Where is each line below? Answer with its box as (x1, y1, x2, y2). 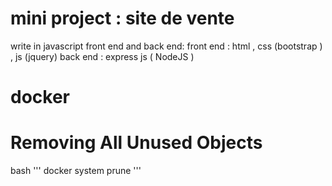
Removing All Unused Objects (10, 132, 263, 154)
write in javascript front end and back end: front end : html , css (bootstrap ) (10, 40, 323, 52)
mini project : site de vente (10, 7, 235, 30)
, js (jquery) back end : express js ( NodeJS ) (10, 50, 195, 62)
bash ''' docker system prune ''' (10, 165, 142, 177)
